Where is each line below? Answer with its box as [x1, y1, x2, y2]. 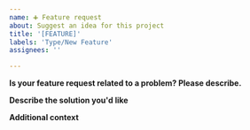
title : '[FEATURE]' [9, 29, 82, 38]
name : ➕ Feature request [9, 12, 102, 22]
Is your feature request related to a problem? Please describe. [9, 78, 242, 88]
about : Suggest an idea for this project [9, 21, 165, 30]
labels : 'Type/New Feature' [9, 37, 113, 47]
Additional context [9, 112, 80, 123]
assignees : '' [9, 46, 62, 55]
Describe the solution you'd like [9, 95, 129, 106]
